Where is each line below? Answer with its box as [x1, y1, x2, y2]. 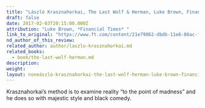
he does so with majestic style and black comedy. [6, 95, 132, 102]
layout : [6, 71, 26, 77]
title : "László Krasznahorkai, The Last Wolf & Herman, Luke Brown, [6, 9, 184, 15]
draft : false [6, 15, 40, 21]
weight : [6, 65, 26, 72]
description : [6, 60, 40, 66]
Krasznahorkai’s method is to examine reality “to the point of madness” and [6, 88, 196, 95]
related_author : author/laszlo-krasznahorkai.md [6, 43, 132, 49]
